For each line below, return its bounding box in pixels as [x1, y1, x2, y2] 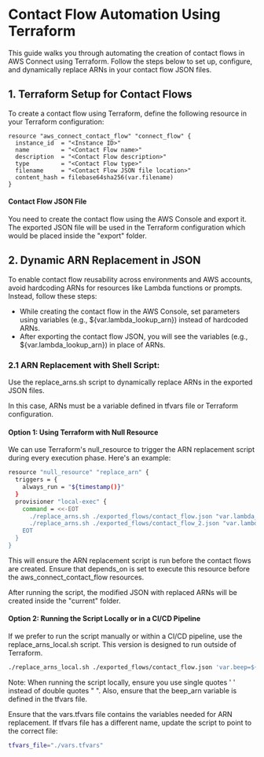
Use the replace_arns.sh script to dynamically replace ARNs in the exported [8, 377, 253, 387]
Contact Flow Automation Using [8, 6, 221, 24]
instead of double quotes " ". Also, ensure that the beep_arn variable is [8, 685, 237, 695]
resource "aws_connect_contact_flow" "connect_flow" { [8, 132, 192, 140]
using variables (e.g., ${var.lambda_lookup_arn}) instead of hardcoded [19, 314, 249, 324]
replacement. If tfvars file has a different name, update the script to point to [8, 718, 252, 727]
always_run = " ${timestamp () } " [22, 483, 125, 491]
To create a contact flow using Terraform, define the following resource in [8, 108, 247, 118]
